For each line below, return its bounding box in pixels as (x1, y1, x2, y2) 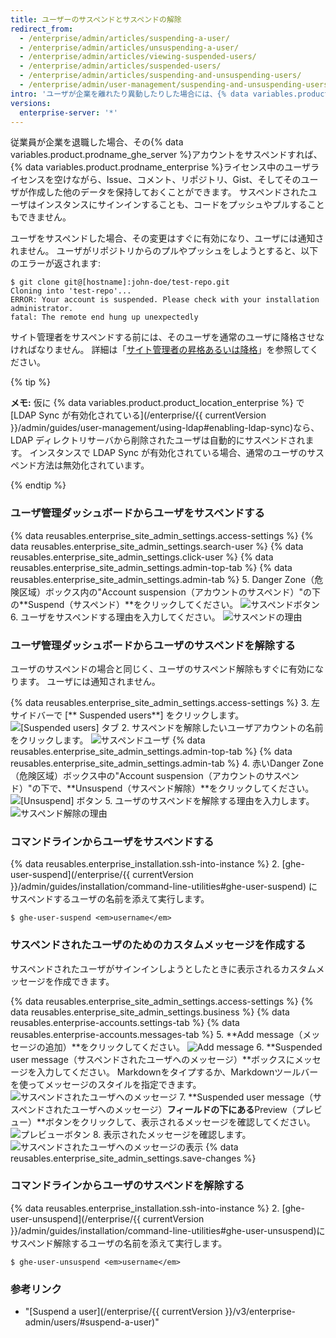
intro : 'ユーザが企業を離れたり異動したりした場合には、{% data (10, 89, 249, 99)
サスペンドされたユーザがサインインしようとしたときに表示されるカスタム (10, 962, 317, 975)
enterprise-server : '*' (19, 107, 118, 118)
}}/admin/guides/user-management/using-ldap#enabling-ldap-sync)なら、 (10, 422, 320, 434)
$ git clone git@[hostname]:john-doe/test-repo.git (10, 277, 230, 288)
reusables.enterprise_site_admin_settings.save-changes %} (10, 1152, 257, 1164)
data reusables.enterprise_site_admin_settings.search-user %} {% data (10, 540, 304, 552)
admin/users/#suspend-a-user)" (24, 1316, 160, 1328)
